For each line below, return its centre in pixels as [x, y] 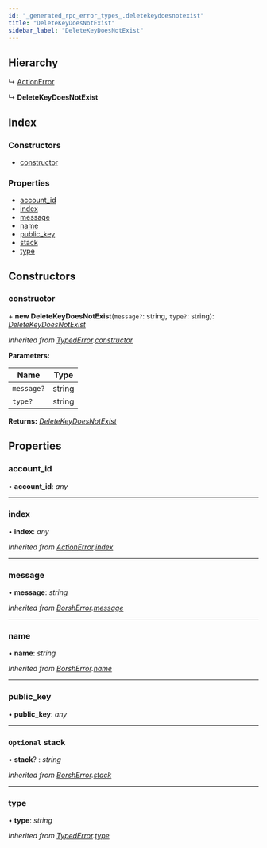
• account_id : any [38, 486]
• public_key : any [38, 714]
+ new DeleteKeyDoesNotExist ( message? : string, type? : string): [111, 316]
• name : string [32, 653]
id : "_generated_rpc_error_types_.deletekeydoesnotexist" [106, 16]
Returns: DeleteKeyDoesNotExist [62, 421]
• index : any [29, 531]
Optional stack [37, 742]
